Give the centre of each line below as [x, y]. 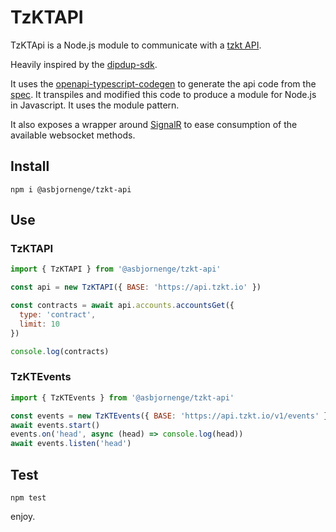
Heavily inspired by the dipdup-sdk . [84, 64]
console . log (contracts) [60, 351]
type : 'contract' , [58, 315]
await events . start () [55, 425]
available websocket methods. [73, 135]
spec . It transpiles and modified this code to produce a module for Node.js [163, 94]
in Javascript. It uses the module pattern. [95, 105]
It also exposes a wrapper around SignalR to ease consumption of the [154, 124]
